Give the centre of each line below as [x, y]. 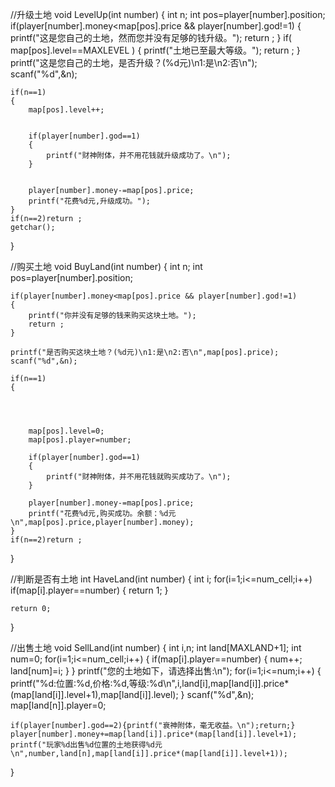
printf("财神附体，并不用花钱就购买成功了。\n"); [139, 477]
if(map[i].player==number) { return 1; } [89, 590]
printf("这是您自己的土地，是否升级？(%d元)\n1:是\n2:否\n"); [134, 62]
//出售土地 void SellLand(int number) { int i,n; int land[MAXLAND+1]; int [156, 647]
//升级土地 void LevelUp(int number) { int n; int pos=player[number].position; [168, 14]
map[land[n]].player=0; [58, 705]
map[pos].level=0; [66, 431]
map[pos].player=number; [80, 440]
